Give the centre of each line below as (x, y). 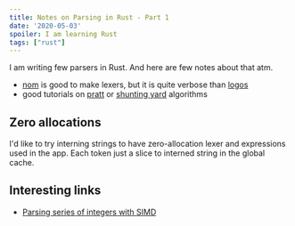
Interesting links (55, 191)
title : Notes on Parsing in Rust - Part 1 (89, 17)
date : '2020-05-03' (45, 26)
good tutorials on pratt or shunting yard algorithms (115, 94)
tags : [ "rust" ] (37, 42)
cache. (22, 163)
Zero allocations (55, 122)
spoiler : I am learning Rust (63, 34)
